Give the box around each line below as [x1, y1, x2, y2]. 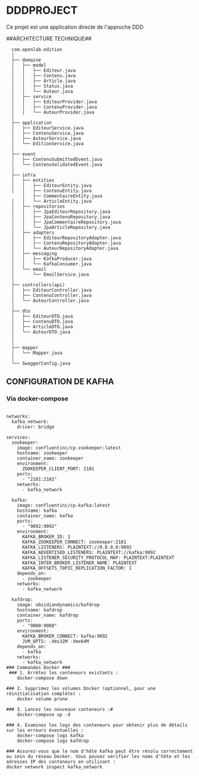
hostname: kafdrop [17, 607, 63, 613]
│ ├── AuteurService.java [11, 135, 82, 141]
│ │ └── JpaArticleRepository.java [11, 224, 111, 230]
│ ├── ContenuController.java [11, 292, 92, 298]
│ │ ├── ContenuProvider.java [11, 104, 97, 110]
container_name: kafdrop [17, 612, 79, 618]
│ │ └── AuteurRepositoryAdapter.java [11, 245, 119, 251]
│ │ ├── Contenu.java [11, 72, 76, 78]
